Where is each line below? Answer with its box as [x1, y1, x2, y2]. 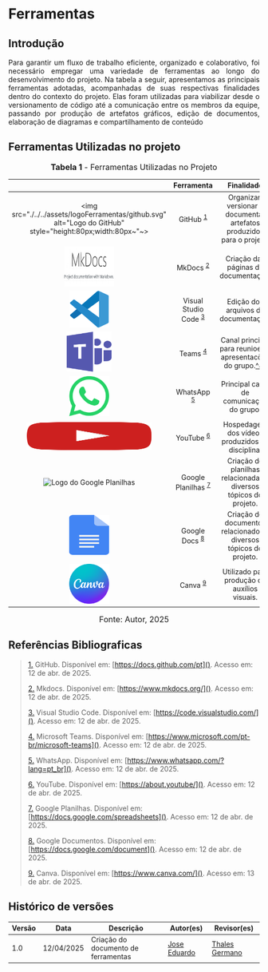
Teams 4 [179, 347, 207, 358]
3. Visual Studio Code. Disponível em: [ [27, 708, 156, 717]
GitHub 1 [178, 212, 207, 224]
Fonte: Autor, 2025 [99, 614, 169, 625]
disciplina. [228, 445, 262, 454]
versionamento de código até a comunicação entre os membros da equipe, [8, 101, 260, 109]
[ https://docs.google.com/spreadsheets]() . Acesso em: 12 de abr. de [27, 811, 254, 821]
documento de [90, 943, 140, 953]
